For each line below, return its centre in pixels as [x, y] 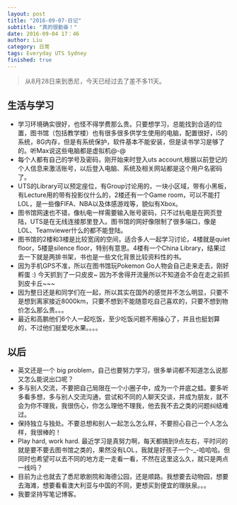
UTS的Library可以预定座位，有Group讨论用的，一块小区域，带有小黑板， [124, 186]
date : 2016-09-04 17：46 [44, 34]
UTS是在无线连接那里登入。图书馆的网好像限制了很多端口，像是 [123, 221]
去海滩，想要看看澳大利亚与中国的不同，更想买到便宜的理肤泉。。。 [114, 485]
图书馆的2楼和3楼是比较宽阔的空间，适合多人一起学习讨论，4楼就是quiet [124, 239]
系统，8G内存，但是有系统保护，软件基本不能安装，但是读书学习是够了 [121, 142]
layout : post [27, 14]
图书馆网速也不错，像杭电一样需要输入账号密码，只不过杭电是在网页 [117, 212]
